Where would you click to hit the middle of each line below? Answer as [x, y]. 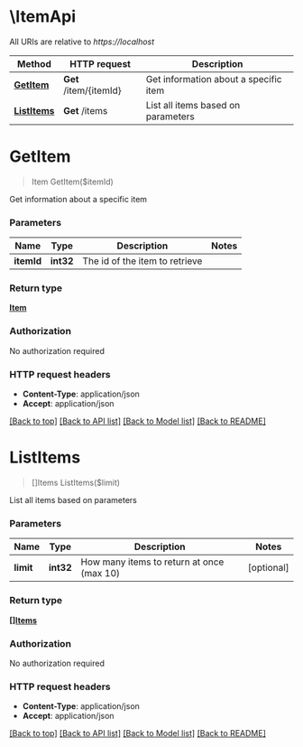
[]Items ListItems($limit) [75, 482]
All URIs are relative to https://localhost [82, 42]
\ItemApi [43, 17]
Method [34, 63]
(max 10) [100, 574]
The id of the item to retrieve [142, 261]
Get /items [85, 110]
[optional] [268, 568]
